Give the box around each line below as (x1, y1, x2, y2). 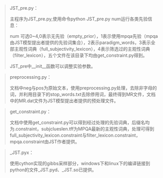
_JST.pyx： (9, 149, 34, 155)
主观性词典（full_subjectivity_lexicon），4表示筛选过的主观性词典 (14, 46, 150, 52)
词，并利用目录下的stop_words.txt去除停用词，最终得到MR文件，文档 (9, 92, 156, 97)
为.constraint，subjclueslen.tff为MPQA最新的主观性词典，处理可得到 (9, 126, 155, 132)
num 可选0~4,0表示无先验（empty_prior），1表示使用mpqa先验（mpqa (9, 33, 158, 39)
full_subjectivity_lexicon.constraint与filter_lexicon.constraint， (9, 132, 140, 138)
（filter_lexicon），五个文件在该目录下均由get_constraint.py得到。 (9, 52, 148, 58)
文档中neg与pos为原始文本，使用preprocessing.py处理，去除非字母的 (9, 85, 157, 91)
